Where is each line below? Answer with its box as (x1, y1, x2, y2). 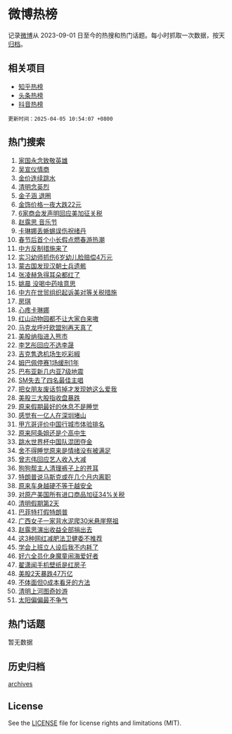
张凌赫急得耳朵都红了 (18, 270, 80, 278)
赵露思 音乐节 (18, 217, 58, 226)
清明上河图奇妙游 (18, 586, 68, 595)
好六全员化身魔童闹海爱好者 (18, 551, 99, 560)
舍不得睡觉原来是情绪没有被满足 (18, 446, 111, 454)
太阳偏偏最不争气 (18, 595, 68, 604)
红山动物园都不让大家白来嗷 (18, 314, 99, 323)
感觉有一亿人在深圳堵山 (18, 411, 86, 419)
